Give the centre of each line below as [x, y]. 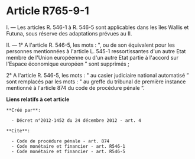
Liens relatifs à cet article [38, 99]
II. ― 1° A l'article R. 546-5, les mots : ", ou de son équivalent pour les [91, 45]
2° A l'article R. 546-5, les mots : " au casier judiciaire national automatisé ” [97, 75]
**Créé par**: [24, 110]
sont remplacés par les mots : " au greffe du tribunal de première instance [96, 82]
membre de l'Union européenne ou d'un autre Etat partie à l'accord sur [92, 57]
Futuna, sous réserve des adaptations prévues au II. [69, 33]
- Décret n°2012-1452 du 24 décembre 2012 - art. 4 [77, 120]
